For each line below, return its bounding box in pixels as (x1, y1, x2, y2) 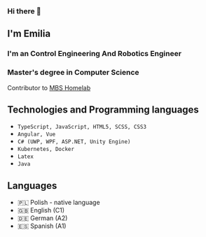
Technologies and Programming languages (7, 103, 200, 115)
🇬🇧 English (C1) (17, 206, 65, 215)
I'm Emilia (7, 28, 51, 40)
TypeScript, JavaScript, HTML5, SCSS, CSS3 (17, 124, 147, 131)
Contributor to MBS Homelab (7, 83, 91, 92)
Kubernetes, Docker (17, 146, 75, 153)
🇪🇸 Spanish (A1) (17, 222, 67, 230)
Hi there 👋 (7, 6, 42, 16)
